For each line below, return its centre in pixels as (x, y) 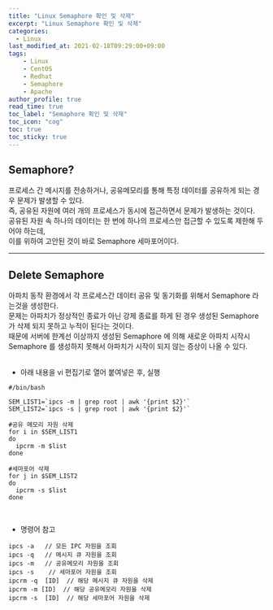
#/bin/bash (27, 388)
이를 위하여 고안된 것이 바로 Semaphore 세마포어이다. (94, 242)
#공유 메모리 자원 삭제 (41, 425)
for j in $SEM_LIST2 (43, 477)
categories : (28, 31)
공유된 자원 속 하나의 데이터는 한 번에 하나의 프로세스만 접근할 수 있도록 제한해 (132, 221)
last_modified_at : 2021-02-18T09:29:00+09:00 (87, 46)
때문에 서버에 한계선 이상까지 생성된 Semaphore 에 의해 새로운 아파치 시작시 (129, 336)
